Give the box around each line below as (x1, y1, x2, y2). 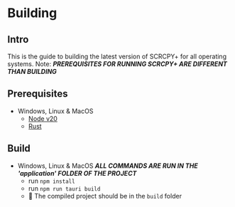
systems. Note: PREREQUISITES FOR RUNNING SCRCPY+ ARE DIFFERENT (7, 60, 227, 68)
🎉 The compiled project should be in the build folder (28, 191, 182, 200)
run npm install (28, 176, 76, 185)
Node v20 (28, 114, 58, 122)
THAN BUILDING (7, 68, 57, 75)
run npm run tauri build (28, 184, 101, 193)
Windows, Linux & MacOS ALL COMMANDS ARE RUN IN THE (17, 161, 199, 170)
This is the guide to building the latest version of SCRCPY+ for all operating (7, 52, 227, 60)
